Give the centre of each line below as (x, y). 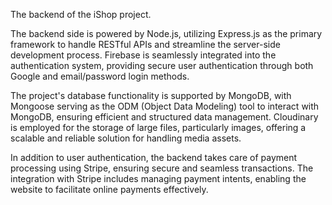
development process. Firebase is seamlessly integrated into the (143, 55)
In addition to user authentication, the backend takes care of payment (154, 157)
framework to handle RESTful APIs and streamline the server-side (145, 44)
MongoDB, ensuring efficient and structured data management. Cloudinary (164, 117)
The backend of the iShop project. (81, 14)
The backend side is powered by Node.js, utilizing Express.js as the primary (166, 33)
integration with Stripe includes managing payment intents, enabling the (158, 178)
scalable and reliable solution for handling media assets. (126, 138)
